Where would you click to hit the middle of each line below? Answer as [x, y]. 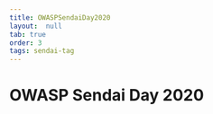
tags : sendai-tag [42, 51]
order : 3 [26, 43]
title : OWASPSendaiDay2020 [60, 18]
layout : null [36, 26]
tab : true [28, 34]
